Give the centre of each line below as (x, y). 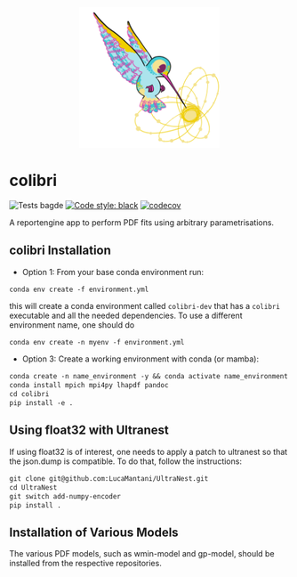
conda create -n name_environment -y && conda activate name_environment (149, 376)
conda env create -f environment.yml (79, 289)
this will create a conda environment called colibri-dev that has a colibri (144, 305)
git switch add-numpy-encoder (65, 496)
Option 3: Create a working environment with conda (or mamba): (140, 359)
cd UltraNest (33, 487)
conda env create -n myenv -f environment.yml (97, 342)
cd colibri (29, 394)
